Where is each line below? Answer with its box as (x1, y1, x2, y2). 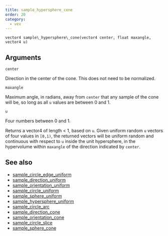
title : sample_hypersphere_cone (5, 7, 73, 13)
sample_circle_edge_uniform (12, 172, 72, 178)
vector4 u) (5, 40, 28, 45)
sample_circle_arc (12, 203, 50, 209)
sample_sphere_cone (12, 225, 57, 231)
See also (5, 158, 33, 167)
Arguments (5, 53, 42, 62)
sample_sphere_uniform (12, 193, 62, 199)
